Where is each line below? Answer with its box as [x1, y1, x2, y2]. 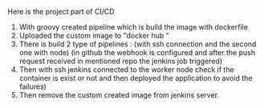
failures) [18, 82, 47, 91]
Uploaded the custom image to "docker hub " [18, 31, 170, 40]
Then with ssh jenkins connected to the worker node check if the [18, 65, 234, 74]
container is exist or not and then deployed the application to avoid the [18, 74, 253, 82]
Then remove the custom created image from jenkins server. [18, 90, 220, 99]
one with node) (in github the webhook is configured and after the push [18, 48, 256, 57]
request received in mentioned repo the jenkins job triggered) [18, 56, 222, 66]
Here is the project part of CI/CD [7, 7, 115, 16]
